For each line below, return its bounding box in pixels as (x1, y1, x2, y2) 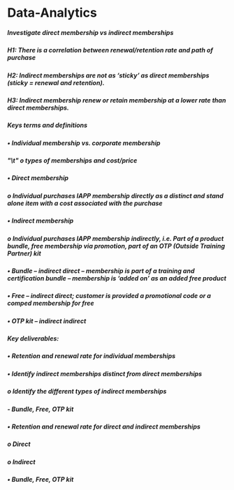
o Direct (7, 440, 31, 448)
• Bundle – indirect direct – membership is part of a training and (7, 267, 195, 275)
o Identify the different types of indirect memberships (7, 387, 167, 396)
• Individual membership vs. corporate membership (7, 138, 161, 147)
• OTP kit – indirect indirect (7, 316, 87, 325)
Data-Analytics (7, 5, 98, 21)
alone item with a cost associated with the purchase (7, 199, 163, 207)
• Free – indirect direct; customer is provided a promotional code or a (7, 292, 212, 300)
